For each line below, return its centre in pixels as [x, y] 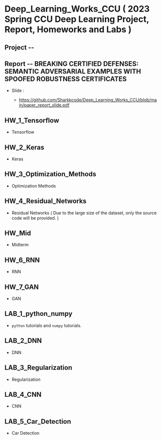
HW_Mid [18, 233]
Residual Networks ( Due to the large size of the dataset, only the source [84, 213]
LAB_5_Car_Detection [38, 421]
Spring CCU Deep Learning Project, [77, 19]
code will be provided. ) [35, 218]
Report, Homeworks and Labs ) [68, 30]
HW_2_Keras [24, 147]
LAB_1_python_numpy [39, 314]
